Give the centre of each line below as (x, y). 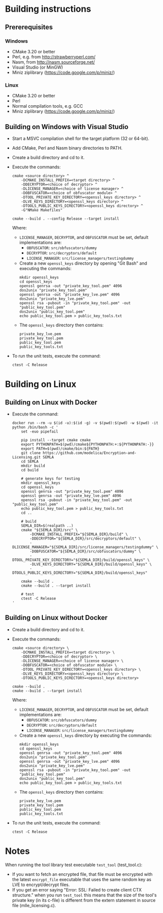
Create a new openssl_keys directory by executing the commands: (86, 735)
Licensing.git (26, 457)
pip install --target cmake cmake (56, 440)
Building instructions (48, 9)
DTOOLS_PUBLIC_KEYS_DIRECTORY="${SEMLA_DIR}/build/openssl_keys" (80, 573)
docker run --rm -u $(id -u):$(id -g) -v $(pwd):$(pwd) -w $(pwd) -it (85, 423)
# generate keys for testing (51, 479)
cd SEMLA (30, 461)
